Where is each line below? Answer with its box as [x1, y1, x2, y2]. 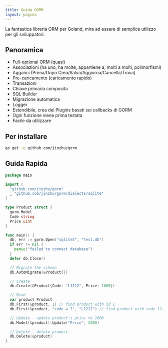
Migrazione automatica [12, 96, 60, 102]
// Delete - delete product [9, 329, 68, 334]
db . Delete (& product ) [9, 334, 52, 339]
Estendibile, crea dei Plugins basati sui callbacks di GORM [12, 107, 132, 113]
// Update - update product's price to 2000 [9, 315, 104, 320]
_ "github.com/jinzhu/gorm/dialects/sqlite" [9, 191, 104, 196]
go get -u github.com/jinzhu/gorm [5, 146, 77, 151]
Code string [9, 214, 35, 219]
